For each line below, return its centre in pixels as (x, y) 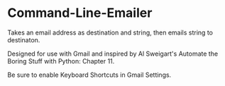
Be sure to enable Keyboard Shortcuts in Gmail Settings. (89, 75)
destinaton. (24, 39)
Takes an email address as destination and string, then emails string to (110, 32)
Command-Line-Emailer (80, 13)
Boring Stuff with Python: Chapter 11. (61, 61)
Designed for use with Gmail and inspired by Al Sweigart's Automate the (113, 54)
